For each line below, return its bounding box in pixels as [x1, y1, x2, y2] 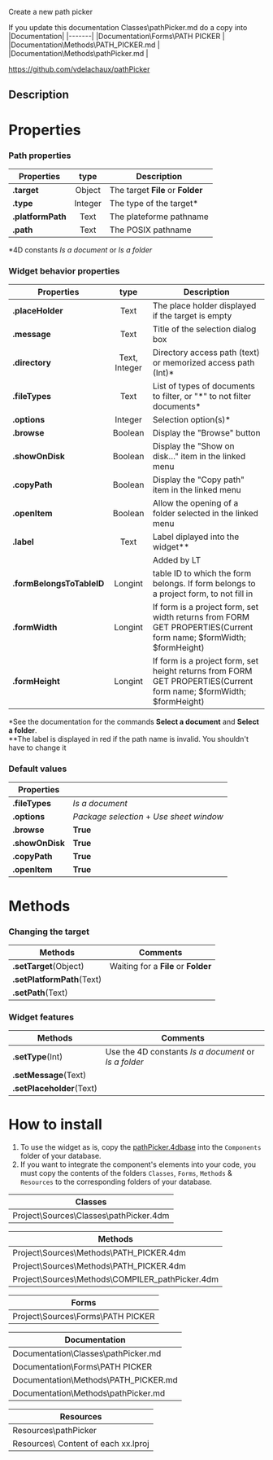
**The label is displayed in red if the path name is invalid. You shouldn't [8, 734, 249, 744]
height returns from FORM [152, 665, 253, 677]
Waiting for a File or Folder [109, 960, 212, 971]
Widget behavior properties [8, 265, 120, 276]
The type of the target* [109, 197, 199, 208]
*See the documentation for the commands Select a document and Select [8, 717, 260, 727]
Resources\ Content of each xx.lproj [12, 1438, 149, 1449]
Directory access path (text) [152, 347, 260, 358]
